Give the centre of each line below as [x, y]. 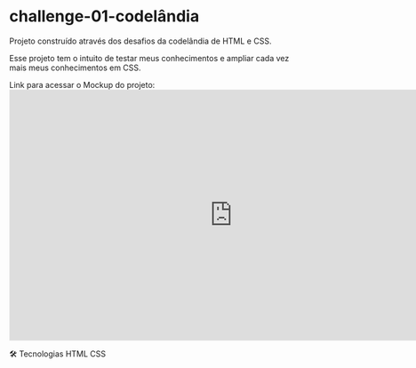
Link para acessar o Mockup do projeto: [82, 84]
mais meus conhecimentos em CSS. [75, 68]
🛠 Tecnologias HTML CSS [58, 354]
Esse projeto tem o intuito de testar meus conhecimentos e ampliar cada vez [149, 58]
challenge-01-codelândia [104, 16]
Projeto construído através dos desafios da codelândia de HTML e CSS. [140, 41]
